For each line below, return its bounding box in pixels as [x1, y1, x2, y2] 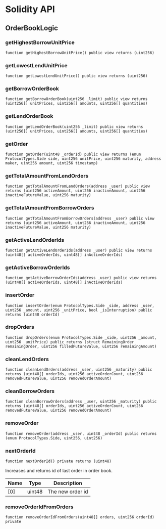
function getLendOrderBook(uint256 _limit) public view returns [5, 124, 143, 129]
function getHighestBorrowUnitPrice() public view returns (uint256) [5, 50, 155, 55]
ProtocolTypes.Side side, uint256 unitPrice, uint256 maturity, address [5, 156, 161, 161]
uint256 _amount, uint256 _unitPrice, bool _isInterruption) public [5, 307, 152, 313]
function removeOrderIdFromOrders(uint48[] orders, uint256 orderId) [5, 515, 155, 520]
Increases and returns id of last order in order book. [5, 468, 113, 474]
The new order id [47, 488, 88, 495]
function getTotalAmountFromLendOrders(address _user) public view [5, 184, 150, 189]
